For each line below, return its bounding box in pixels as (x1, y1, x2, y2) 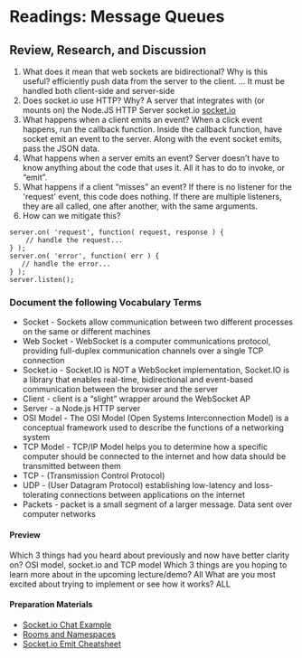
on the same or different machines (22, 326, 151, 337)
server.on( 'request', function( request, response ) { (9, 228, 224, 237)
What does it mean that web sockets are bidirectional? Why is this (22, 66, 269, 77)
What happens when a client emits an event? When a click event (22, 115, 263, 125)
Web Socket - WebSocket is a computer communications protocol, (22, 336, 271, 347)
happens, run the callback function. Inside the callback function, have (22, 124, 283, 135)
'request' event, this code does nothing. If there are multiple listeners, (22, 192, 282, 202)
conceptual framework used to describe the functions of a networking (22, 422, 285, 433)
